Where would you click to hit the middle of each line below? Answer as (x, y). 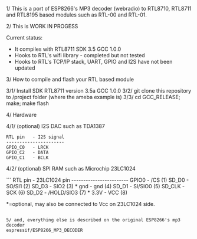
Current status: (24, 37)
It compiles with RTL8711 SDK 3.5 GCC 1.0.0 (68, 49)
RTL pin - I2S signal (35, 137)
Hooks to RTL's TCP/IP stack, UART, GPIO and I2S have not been (93, 62)
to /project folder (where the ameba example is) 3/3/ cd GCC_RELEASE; (93, 97)
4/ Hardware (22, 115)
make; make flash (27, 103)
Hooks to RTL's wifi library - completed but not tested (80, 55)
